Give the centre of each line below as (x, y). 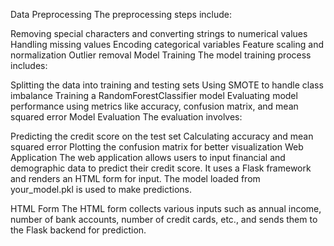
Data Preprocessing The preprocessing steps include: (121, 14)
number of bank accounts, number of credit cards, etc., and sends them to (164, 219)
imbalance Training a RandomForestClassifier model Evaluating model (154, 95)
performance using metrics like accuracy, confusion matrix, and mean (154, 106)
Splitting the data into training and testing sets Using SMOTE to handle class (167, 85)
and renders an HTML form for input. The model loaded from (135, 178)
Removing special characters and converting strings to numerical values (159, 33)
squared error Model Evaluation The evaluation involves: (126, 117)
